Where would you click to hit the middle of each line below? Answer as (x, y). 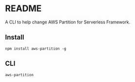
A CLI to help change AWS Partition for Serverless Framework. (68, 22)
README (23, 9)
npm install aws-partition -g (36, 49)
